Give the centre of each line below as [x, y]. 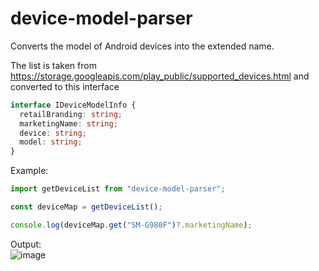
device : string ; [53, 133]
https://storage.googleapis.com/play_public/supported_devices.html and [160, 76]
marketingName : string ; [68, 123]
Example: [29, 171]
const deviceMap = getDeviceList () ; [86, 207]
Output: [26, 244]
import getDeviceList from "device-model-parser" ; [118, 189]
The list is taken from [53, 65]
